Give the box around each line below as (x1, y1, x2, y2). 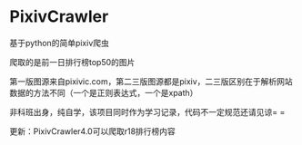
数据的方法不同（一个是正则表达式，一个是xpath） (9, 87, 198, 98)
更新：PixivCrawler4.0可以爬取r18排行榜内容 (9, 125, 176, 137)
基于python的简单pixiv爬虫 (9, 37, 109, 48)
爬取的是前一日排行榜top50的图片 (9, 56, 136, 67)
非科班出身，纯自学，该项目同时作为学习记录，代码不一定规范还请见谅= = (9, 106, 286, 117)
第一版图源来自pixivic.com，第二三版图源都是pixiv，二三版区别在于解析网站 (9, 75, 293, 87)
